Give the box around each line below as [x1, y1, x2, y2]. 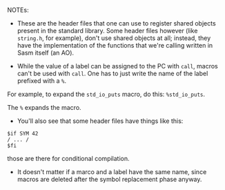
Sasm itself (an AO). [17, 48, 75, 57]
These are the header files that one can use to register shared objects [17, 19, 216, 27]
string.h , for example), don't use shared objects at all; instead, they [17, 34, 211, 42]
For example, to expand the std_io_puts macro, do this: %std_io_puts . [7, 90, 206, 98]
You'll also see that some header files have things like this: [17, 117, 184, 125]
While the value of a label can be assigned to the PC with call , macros [17, 62, 219, 70]
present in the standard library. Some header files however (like [17, 27, 198, 35]
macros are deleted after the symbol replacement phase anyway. [17, 175, 202, 183]
